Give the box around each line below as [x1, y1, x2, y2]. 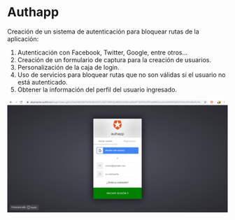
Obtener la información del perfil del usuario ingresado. [17, 85, 177, 94]
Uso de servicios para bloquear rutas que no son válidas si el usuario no [17, 71, 226, 79]
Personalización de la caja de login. [17, 63, 120, 71]
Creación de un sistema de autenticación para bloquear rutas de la [7, 27, 199, 36]
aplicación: [7, 34, 39, 43]
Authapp [7, 4, 59, 20]
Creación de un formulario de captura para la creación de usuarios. [17, 55, 212, 64]
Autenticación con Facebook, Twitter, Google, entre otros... [17, 48, 188, 57]
